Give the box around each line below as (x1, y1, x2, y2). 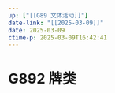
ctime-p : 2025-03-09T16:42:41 (8, 33, 108, 42)
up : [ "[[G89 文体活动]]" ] (8, 11, 89, 20)
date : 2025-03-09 (8, 26, 65, 34)
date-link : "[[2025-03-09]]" (8, 19, 104, 27)
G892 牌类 (8, 70, 76, 87)
